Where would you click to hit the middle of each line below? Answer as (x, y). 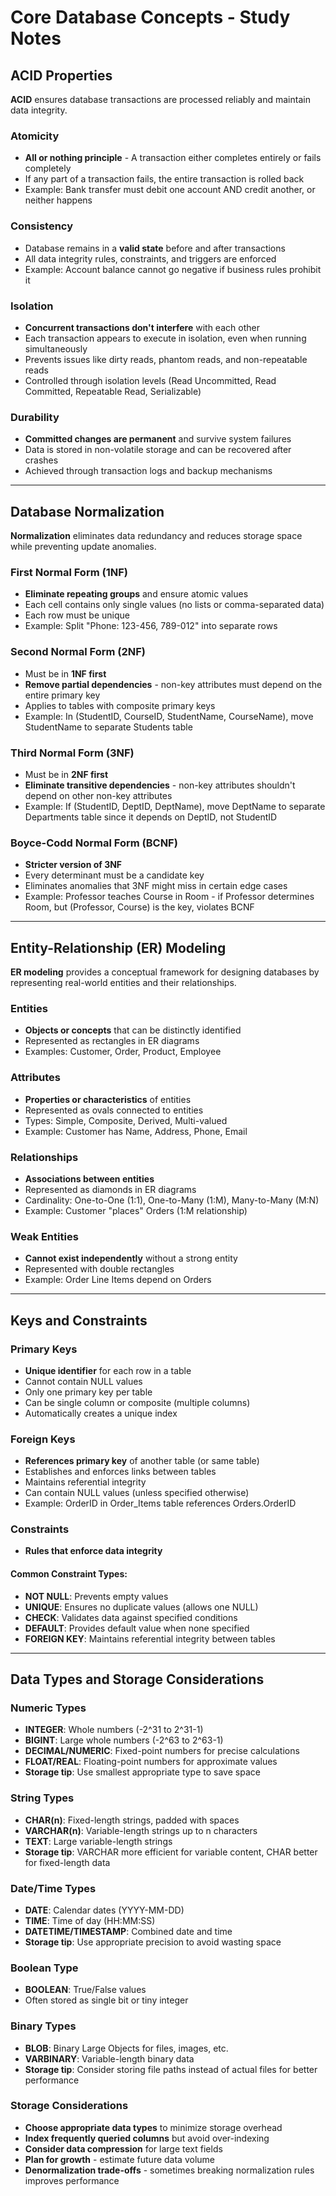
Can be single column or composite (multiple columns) (137, 1402)
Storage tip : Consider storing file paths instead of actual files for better (171, 2069)
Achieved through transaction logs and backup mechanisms (148, 471)
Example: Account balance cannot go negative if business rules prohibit (173, 269)
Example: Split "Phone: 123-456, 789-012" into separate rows (151, 626)
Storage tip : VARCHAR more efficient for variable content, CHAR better (171, 1852)
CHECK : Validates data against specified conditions (131, 1617)
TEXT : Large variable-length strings (98, 1841)
